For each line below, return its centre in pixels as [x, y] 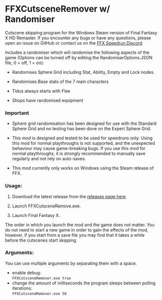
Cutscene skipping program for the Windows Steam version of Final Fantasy [81, 33]
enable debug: [26, 272]
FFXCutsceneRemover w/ [57, 9]
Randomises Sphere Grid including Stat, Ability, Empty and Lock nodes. [83, 72]
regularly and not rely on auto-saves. [49, 159]
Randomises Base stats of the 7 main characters [60, 82]
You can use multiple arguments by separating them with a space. [71, 263]
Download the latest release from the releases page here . [69, 196]
